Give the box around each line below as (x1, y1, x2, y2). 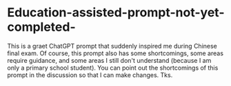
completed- (7, 19, 76, 35)
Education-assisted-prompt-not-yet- (7, 5, 225, 20)
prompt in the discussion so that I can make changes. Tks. (7, 70, 173, 79)
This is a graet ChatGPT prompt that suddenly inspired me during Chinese (7, 42, 217, 50)
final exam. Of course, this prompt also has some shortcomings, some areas (7, 49, 224, 57)
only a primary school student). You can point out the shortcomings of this (7, 63, 219, 72)
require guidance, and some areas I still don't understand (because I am (7, 56, 212, 64)
